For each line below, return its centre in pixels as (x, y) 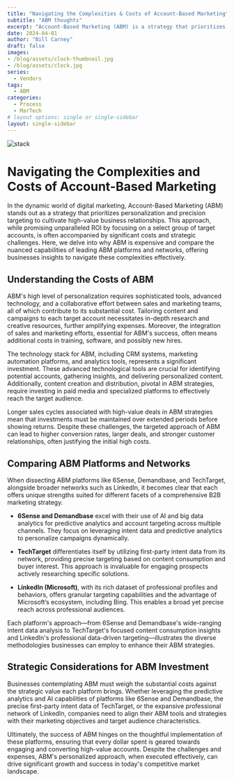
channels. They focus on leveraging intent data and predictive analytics (120, 531)
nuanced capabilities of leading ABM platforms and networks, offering (108, 250)
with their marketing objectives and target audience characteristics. (104, 721)
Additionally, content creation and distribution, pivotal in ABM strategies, (111, 384)
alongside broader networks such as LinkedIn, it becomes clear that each (112, 487)
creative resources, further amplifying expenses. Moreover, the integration (114, 326)
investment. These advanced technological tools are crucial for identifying (114, 369)
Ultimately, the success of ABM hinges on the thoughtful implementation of (115, 734)
